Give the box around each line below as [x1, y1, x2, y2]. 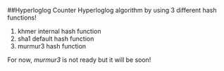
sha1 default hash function [17, 34, 94, 43]
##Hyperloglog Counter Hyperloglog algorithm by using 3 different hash [7, 6, 217, 14]
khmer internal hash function [17, 27, 101, 35]
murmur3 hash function [17, 42, 87, 50]
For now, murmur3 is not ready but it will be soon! [7, 56, 151, 64]
